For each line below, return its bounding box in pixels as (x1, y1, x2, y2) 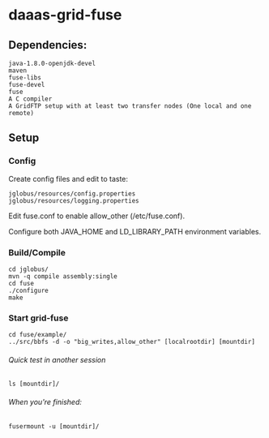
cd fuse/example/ (8, 331, 67, 339)
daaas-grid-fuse (8, 6, 122, 24)
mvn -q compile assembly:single (8, 272, 117, 281)
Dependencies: (8, 38, 88, 52)
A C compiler (8, 95, 53, 103)
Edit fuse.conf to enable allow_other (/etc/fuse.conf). (8, 211, 185, 221)
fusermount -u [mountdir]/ (8, 422, 100, 431)
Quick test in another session (8, 354, 106, 364)
